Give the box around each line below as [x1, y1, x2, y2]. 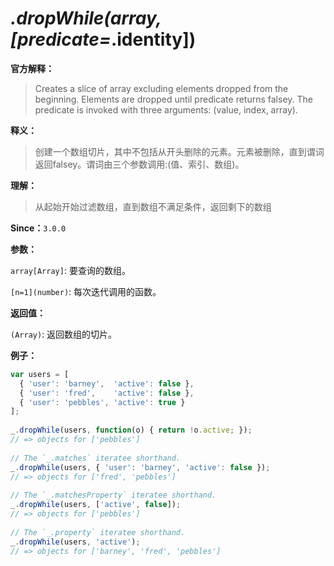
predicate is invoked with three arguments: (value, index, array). [34, 103, 298, 116]
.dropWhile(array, [10, 7, 162, 30]
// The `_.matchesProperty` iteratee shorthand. [10, 490, 217, 501]
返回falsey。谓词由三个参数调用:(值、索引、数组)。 [34, 158, 245, 170]
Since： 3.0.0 [10, 222, 67, 234]
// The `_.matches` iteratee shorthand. [10, 453, 182, 463]
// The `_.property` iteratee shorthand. [10, 527, 186, 537]
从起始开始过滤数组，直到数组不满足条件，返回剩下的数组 [34, 200, 272, 212]
